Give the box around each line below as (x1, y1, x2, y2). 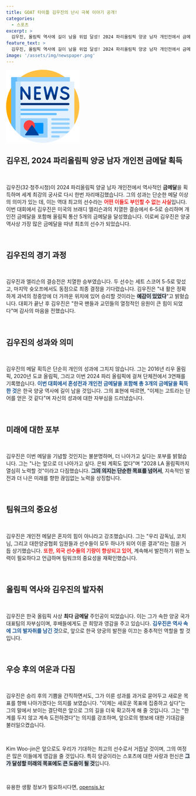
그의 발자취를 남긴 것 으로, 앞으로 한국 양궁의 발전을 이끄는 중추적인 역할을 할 (12, 627, 184, 634)
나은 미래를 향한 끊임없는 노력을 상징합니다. (23, 475, 122, 482)
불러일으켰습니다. (6, 722, 46, 729)
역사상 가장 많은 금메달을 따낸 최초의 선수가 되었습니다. (6, 220, 131, 227)
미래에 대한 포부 (6, 424, 60, 435)
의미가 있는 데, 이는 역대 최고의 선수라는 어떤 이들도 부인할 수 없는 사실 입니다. (12, 198, 187, 205)
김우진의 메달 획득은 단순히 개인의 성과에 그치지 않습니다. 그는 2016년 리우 (6, 365, 176, 372)
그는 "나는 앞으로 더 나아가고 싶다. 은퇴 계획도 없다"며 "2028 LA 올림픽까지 (18, 460, 190, 467)
